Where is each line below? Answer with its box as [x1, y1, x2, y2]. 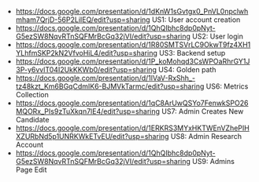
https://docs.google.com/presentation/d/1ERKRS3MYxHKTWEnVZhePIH [15, 123, 250, 133]
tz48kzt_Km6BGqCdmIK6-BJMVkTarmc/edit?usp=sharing [15, 82, 205, 91]
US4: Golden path [158, 65, 216, 74]
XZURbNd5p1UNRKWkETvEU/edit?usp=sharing [15, 132, 169, 140]
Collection [15, 90, 49, 99]
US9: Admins [192, 157, 235, 166]
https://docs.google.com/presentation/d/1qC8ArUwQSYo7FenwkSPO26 [15, 98, 249, 107]
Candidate [15, 115, 50, 124]
